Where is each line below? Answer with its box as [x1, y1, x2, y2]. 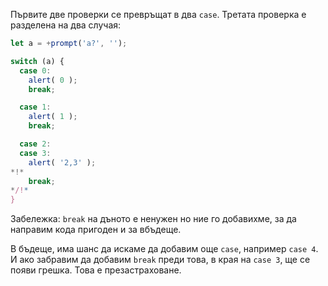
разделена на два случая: [10, 19, 122, 31]
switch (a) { [10, 56, 65, 66]
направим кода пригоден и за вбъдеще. [10, 224, 182, 236]
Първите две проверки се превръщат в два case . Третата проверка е [10, 9, 307, 20]
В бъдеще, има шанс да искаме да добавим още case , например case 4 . [10, 243, 319, 255]
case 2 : [19, 139, 52, 149]
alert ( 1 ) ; [28, 112, 78, 122]
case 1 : [19, 102, 52, 113]
